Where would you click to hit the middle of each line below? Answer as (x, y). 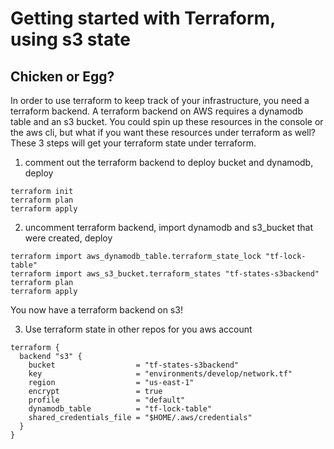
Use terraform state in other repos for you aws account (138, 329)
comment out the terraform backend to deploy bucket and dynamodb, (169, 162)
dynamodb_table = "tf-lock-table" (120, 409)
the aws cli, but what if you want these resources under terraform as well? (163, 132)
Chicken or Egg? (62, 76)
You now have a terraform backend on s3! (96, 310)
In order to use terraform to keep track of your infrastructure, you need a (160, 100)
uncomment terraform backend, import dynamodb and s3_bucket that (168, 227)
